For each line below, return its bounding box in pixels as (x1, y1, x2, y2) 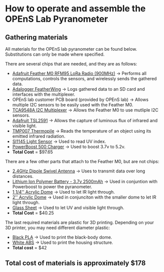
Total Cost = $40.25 (12, 210, 54, 216)
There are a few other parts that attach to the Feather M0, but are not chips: (5, 159, 160, 164)
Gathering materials (5, 33, 68, 41)
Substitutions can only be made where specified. (5, 51, 105, 57)
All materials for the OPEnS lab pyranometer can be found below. (5, 46, 137, 52)
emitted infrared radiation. (12, 134, 66, 139)
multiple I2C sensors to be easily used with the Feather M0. (12, 102, 133, 107)
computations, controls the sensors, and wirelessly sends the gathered (12, 76, 157, 81)
